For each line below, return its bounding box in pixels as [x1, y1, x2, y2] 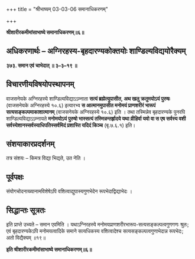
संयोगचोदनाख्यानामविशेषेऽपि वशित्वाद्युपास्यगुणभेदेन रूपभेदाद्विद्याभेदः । [6, 188, 133, 195]
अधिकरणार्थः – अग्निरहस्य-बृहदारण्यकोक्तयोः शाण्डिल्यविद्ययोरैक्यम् [6, 46, 186, 56]
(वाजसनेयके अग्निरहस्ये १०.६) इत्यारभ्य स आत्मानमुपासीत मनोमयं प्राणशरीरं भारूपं [6, 101, 156, 109]
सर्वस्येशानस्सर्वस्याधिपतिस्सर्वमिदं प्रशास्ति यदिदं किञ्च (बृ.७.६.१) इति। [6, 122, 136, 129]
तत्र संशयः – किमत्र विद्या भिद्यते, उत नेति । [6, 155, 86, 162]
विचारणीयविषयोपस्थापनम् [6, 80, 74, 90]
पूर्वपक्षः [6, 172, 24, 182]
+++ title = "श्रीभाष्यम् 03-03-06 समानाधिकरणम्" [6, 6, 108, 12]
